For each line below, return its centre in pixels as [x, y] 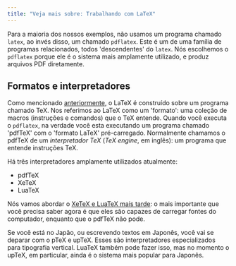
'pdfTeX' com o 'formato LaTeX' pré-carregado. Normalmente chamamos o [116, 133]
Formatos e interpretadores [69, 86]
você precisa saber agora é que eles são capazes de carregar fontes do [112, 212]
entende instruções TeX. [43, 148]
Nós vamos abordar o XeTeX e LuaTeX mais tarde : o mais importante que [113, 204]
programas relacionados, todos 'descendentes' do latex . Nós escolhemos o [118, 49]
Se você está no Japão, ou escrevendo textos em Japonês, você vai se [111, 233]
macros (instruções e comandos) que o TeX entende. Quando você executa [117, 118]
